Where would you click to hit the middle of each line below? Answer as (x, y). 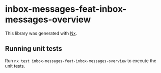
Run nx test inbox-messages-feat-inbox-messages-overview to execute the (81, 61)
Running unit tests (34, 49)
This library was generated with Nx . (41, 33)
